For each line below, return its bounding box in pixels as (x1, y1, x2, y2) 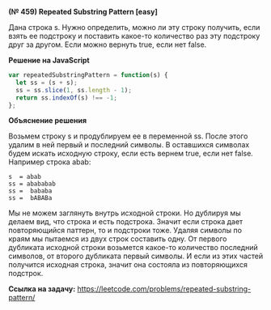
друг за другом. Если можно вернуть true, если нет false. (8, 40, 207, 49)
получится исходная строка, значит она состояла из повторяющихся (8, 260, 248, 270)
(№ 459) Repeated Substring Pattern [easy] (8, 7, 158, 16)
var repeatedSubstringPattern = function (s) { (8, 71, 168, 79)
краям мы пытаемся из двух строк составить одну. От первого (8, 234, 227, 244)
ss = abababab (8, 180, 57, 189)
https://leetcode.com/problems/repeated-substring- (77, 284, 252, 294)
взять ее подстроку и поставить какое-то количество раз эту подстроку (8, 32, 260, 40)
